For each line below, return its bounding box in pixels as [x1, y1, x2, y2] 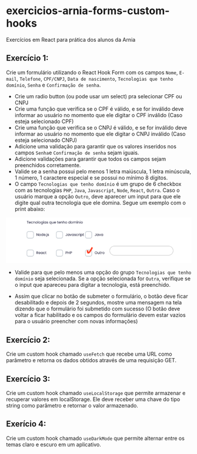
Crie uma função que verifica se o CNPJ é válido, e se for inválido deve [14, 124, 187, 131]
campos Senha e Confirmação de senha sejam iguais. [14, 149, 139, 156]
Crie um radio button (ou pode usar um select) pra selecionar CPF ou [14, 92, 182, 100]
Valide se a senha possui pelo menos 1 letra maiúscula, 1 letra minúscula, [14, 168, 191, 175]
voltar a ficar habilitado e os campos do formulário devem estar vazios [14, 311, 186, 319]
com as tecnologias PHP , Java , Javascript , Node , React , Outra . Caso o [14, 187, 180, 194]
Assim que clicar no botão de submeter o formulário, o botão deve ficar [14, 293, 188, 300]
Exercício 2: [6, 334, 51, 345]
